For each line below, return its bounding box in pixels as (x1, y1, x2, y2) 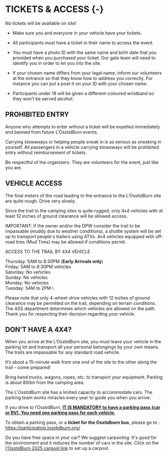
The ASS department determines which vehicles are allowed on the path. (5, 306, 156, 312)
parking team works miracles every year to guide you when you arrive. (5, 395, 151, 401)
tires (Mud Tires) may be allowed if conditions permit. (16, 239, 126, 245)
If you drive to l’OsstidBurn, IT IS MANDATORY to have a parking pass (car (5, 404, 160, 411)
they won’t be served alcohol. (12, 96, 74, 102)
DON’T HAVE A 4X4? (5, 325, 72, 334)
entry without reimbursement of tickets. (5, 149, 87, 156)
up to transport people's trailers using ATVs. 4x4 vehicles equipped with (5, 233, 154, 240)
